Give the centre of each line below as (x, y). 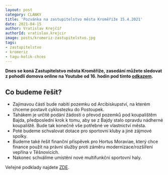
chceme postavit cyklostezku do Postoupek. (58, 110)
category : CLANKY (23, 15)
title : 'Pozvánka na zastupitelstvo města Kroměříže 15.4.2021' (74, 19)
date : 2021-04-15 (23, 24)
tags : (11, 43)
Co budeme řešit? (33, 92)
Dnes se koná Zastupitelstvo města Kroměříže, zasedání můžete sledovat (84, 71)
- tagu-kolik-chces (26, 57)
